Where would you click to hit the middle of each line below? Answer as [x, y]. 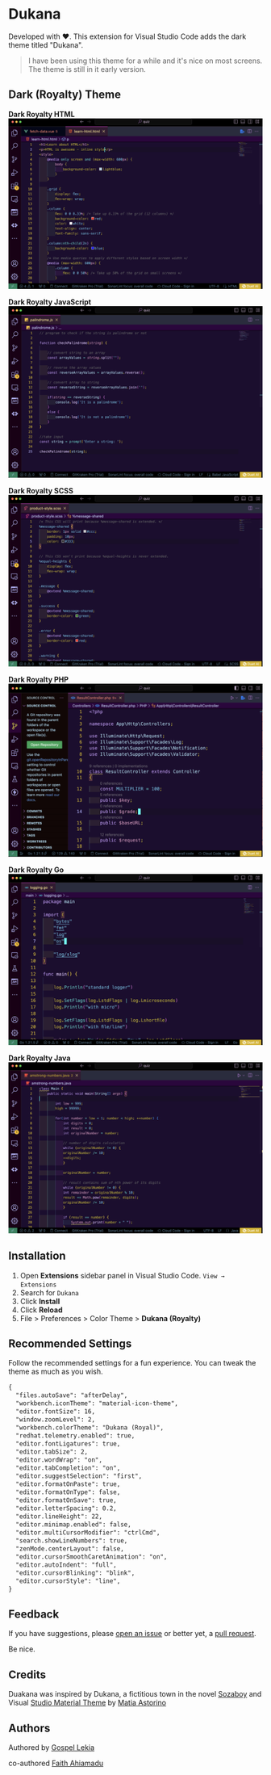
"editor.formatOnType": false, [68, 1492]
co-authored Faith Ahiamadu [56, 1763]
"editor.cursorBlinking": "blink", [75, 1573]
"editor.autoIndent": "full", [66, 1565]
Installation [37, 1256]
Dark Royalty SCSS [41, 491]
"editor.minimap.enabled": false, [73, 1525]
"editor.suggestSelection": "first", [79, 1476]
